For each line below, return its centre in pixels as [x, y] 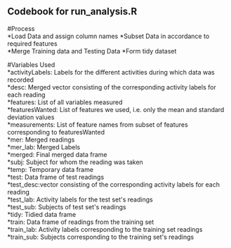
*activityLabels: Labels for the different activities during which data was [111, 72]
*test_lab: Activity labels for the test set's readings [80, 199]
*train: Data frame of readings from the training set [81, 222]
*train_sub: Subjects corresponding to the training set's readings [101, 237]
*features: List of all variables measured [65, 102]
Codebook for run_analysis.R [72, 12]
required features [32, 43]
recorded [20, 80]
